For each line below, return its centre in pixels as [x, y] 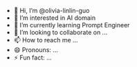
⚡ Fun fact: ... [33, 57]
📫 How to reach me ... [46, 40]
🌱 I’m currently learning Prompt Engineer [72, 25]
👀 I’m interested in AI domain [54, 18]
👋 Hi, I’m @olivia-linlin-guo [52, 11]
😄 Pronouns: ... [36, 50]
